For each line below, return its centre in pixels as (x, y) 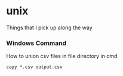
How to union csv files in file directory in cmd (62, 56)
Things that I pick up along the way (49, 28)
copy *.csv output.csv (34, 67)
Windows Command (36, 43)
